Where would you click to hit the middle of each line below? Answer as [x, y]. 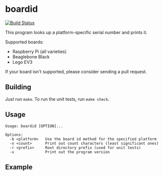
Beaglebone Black [31, 57]
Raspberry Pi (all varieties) [40, 51]
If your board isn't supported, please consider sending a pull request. [76, 71]
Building [18, 87]
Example [19, 167]
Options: [14, 134]
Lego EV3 [22, 62]
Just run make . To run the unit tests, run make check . [57, 99]
